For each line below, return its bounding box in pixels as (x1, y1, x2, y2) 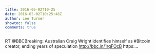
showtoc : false (5, 20, 36, 26)
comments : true (5, 25, 36, 30)
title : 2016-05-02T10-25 (5, 7, 56, 12)
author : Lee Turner (5, 16, 45, 21)
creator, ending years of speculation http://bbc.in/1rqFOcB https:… (5, 43, 138, 49)
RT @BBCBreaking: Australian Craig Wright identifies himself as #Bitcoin (5, 38, 151, 44)
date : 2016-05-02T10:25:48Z (5, 12, 62, 16)
